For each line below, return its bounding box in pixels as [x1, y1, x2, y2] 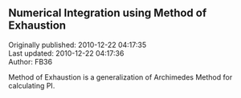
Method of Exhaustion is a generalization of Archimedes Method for [8, 72, 233, 82]
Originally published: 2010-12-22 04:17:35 [8, 40, 147, 49]
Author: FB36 [8, 57, 53, 66]
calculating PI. [8, 80, 55, 90]
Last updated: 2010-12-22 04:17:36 [8, 48, 125, 58]
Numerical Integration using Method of [8, 6, 207, 20]
